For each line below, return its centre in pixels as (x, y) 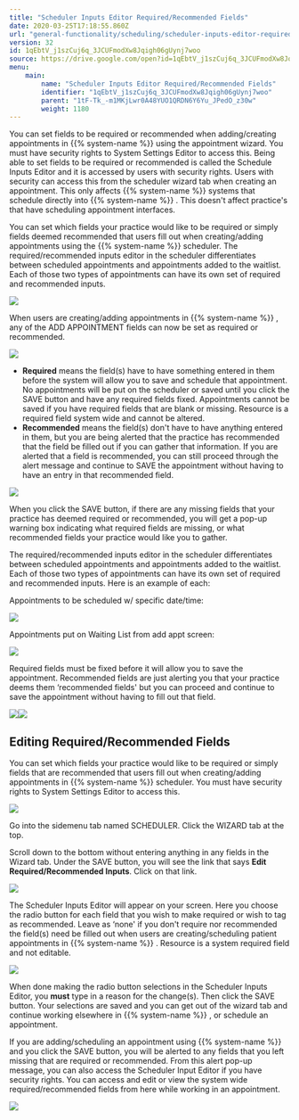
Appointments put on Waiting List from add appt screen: (112, 635)
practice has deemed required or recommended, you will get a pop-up (138, 519)
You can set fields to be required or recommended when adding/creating (143, 134)
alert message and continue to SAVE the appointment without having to (153, 465)
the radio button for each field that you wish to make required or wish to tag (148, 915)
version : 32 (31, 42)
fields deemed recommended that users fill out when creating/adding (137, 236)
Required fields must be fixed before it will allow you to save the (126, 669)
